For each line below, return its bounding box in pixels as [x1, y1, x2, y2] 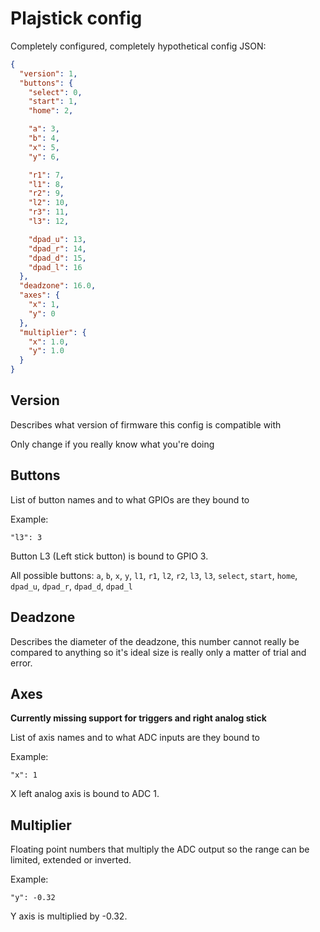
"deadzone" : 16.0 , [19, 281, 97, 291]
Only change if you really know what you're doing [10, 438, 215, 450]
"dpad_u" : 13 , [28, 234, 87, 244]
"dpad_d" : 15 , [28, 253, 87, 263]
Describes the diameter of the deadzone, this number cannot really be [10, 635, 300, 647]
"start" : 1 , [28, 97, 78, 107]
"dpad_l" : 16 [28, 262, 83, 272]
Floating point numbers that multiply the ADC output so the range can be [10, 843, 310, 856]
